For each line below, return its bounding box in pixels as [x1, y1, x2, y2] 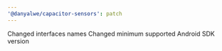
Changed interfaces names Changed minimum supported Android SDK [7, 29, 215, 38]
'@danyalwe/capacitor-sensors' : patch [7, 10, 122, 17]
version [7, 36, 30, 45]
